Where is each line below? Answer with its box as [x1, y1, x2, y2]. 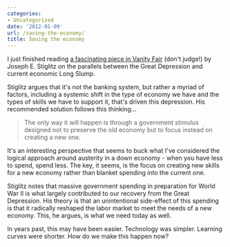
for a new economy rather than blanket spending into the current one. [7, 169, 206, 177]
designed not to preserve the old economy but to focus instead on [23, 126, 213, 134]
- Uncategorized [7, 17, 54, 24]
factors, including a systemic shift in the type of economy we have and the [7, 91, 220, 99]
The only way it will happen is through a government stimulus [23, 118, 199, 127]
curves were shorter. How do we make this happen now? [7, 232, 169, 241]
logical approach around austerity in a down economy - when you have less [7, 154, 223, 163]
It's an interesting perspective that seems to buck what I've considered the [7, 147, 220, 155]
